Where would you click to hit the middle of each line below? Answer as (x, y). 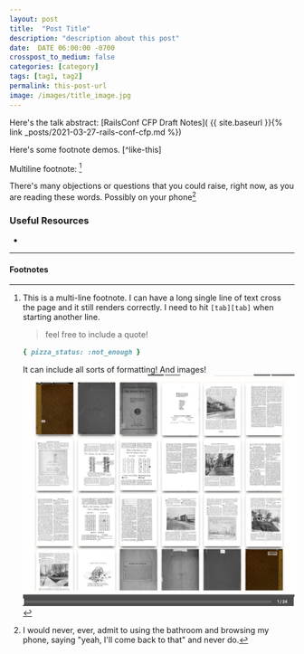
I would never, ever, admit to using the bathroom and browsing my (146, 630)
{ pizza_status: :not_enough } (81, 353)
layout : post (34, 19)
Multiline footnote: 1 (46, 167)
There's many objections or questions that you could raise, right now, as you (152, 186)
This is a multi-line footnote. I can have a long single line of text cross (152, 298)
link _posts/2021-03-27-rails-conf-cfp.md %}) (96, 132)
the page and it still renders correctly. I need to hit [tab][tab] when (148, 308)
